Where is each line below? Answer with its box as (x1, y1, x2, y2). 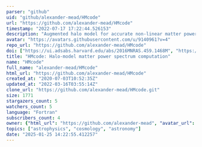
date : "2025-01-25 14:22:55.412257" (6, 131, 98, 138)
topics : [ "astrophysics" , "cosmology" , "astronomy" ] (6, 126, 141, 132)
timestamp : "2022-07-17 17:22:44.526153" (6, 25, 112, 32)
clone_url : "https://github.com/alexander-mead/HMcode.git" (6, 87, 161, 93)
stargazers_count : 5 (6, 98, 58, 104)
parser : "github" (6, 8, 50, 15)
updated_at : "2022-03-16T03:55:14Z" (6, 82, 98, 88)
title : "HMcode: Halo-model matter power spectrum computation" (6, 53, 171, 59)
